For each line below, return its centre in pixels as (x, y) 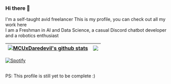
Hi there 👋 (18, 8)
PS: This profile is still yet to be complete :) (50, 76)
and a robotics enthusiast (32, 36)
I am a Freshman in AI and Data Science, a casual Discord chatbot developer (86, 30)
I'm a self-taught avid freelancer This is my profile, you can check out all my (85, 19)
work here (16, 25)
